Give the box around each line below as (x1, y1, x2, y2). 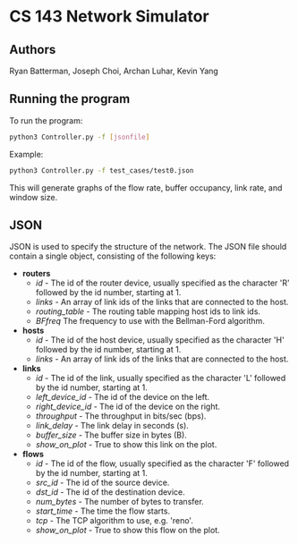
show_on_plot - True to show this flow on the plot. (35, 525, 221, 536)
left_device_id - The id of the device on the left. (35, 392, 210, 403)
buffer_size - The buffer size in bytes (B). (35, 429, 188, 440)
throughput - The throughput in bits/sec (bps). (35, 411, 207, 421)
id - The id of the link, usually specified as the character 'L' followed (35, 373, 286, 384)
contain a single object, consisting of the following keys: (9, 251, 217, 261)
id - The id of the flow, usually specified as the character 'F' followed (35, 458, 289, 469)
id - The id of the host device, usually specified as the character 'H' (35, 335, 285, 345)
